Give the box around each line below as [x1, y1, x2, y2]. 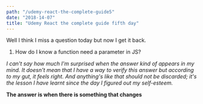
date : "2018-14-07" [6, 15, 56, 21]
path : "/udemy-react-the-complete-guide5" [6, 8, 115, 15]
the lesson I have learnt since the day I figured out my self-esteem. [6, 79, 173, 86]
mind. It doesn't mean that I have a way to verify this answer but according [6, 67, 195, 74]
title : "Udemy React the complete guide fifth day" [6, 20, 139, 26]
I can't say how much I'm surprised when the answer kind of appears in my [6, 60, 195, 67]
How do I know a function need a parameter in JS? [14, 48, 141, 56]
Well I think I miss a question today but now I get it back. [6, 37, 146, 44]
